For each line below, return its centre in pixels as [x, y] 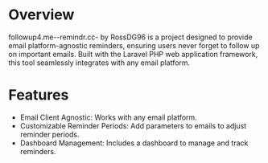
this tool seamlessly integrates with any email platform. [99, 63]
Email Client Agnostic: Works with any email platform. [108, 117]
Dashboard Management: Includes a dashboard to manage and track [134, 143]
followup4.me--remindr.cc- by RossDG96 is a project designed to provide [130, 37]
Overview [41, 15]
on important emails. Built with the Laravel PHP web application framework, [133, 54]
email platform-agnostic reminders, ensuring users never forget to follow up [134, 45]
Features [39, 95]
